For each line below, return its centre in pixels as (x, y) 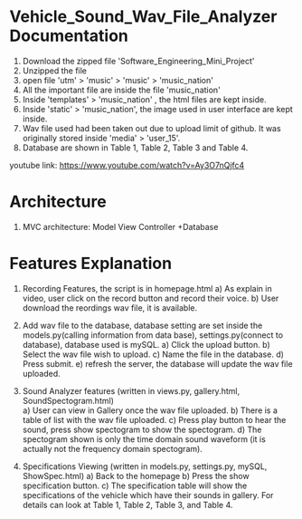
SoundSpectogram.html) (68, 400)
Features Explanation (91, 264)
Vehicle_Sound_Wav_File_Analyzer (143, 17)
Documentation (69, 36)
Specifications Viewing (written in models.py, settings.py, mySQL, (145, 466)
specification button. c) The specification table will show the (135, 485)
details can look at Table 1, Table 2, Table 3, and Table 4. (127, 505)
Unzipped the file (55, 71)
